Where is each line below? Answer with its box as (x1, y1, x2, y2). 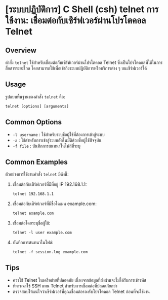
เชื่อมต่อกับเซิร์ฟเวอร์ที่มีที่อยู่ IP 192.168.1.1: (12, 181, 87, 187)
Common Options (5, 118, 62, 126)
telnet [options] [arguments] (5, 104, 69, 109)
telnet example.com (12, 211, 54, 216)
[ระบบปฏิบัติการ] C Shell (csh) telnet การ (5, 4, 159, 15)
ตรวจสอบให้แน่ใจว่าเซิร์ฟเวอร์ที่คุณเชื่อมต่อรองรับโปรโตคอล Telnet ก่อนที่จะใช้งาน (12, 288, 150, 294)
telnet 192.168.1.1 (12, 191, 54, 196)
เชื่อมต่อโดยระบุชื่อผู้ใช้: (12, 220, 51, 226)
